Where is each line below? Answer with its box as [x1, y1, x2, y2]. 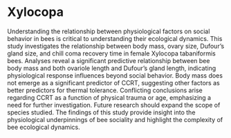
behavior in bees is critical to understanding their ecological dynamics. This [7, 34, 223, 42]
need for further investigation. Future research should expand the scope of [7, 101, 221, 109]
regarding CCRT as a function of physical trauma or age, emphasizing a [7, 93, 212, 101]
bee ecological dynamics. [7, 123, 81, 131]
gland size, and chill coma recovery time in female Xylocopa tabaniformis [7, 49, 216, 58]
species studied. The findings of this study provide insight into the [7, 108, 196, 117]
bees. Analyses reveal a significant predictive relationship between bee [7, 56, 210, 64]
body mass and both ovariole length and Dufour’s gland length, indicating [7, 64, 216, 72]
